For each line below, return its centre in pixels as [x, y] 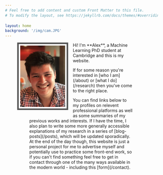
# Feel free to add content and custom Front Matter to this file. [75, 10]
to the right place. [90, 91]
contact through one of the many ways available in [80, 162]
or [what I [99, 81]
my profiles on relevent [96, 105]
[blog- [120, 131]
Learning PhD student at [97, 51]
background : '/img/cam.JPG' [33, 31]
